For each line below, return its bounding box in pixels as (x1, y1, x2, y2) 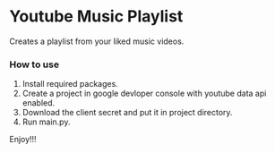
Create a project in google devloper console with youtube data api (21, 88, 267, 99)
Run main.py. (21, 116, 71, 127)
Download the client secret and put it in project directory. (21, 107, 233, 118)
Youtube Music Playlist (9, 6, 184, 27)
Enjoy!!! (9, 134, 38, 145)
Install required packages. (21, 79, 118, 89)
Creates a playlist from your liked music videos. (9, 36, 185, 47)
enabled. (21, 98, 56, 108)
